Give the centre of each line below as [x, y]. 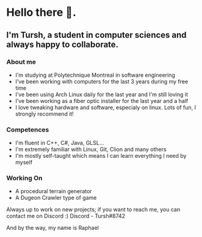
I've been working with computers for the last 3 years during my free [102, 81]
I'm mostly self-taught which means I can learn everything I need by [101, 156]
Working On [24, 178]
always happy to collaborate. [63, 44]
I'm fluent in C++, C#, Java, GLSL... [60, 143]
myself [23, 162]
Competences [28, 129]
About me [21, 62]
